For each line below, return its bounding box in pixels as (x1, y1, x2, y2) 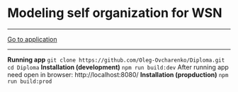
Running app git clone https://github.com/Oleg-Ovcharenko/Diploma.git (7, 55, 225, 64)
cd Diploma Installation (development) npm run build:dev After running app (7, 62, 229, 71)
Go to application (7, 35, 57, 43)
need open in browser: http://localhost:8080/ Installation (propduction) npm (7, 70, 229, 79)
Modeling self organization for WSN (7, 5, 222, 21)
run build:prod (7, 78, 52, 85)
